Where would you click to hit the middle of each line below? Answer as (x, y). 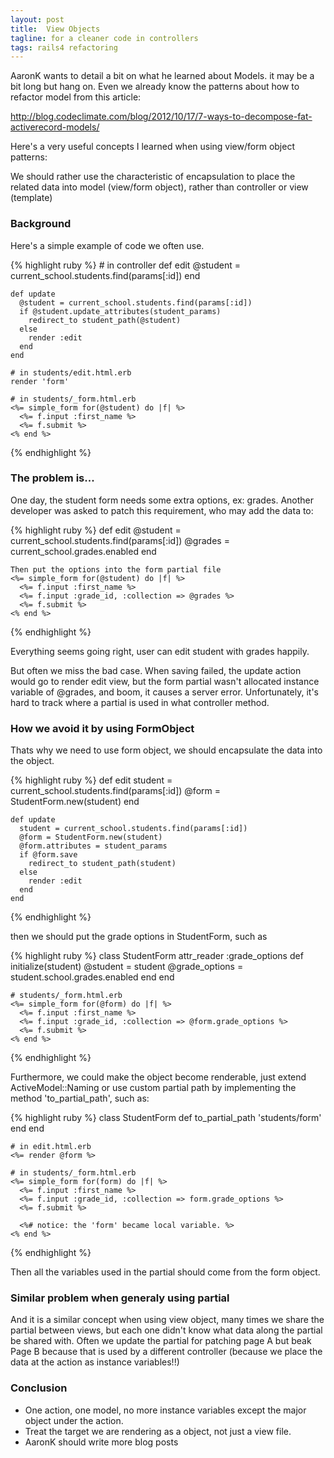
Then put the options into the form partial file (116, 569)
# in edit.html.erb (51, 1147)
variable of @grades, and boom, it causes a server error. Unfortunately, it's (164, 692)
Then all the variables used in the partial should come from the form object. (165, 1272)
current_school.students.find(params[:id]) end (105, 275)
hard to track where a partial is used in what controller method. (140, 702)
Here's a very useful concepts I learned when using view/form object (152, 147)
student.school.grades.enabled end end (92, 977)
